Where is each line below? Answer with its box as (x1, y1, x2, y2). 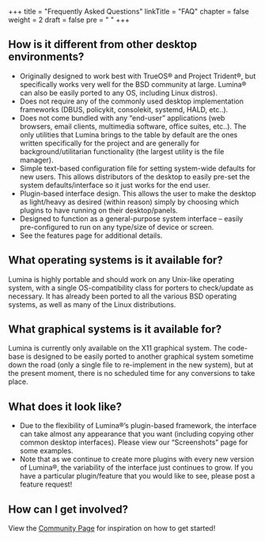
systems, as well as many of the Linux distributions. (8, 299, 176, 309)
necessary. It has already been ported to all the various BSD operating (8, 291, 237, 301)
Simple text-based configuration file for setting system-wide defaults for (19, 163, 256, 173)
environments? (8, 51, 85, 64)
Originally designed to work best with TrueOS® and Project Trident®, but (19, 71, 256, 81)
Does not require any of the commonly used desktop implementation (19, 96, 244, 106)
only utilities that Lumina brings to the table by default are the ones (19, 130, 238, 139)
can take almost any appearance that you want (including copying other (19, 430, 255, 439)
